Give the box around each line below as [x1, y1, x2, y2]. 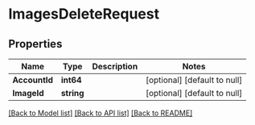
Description [92, 61, 138, 72]
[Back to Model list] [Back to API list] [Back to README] [8, 108, 193, 118]
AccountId [12, 74, 54, 85]
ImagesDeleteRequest [8, 5, 159, 23]
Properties [8, 37, 63, 51]
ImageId [12, 88, 44, 98]
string [60, 88, 84, 98]
